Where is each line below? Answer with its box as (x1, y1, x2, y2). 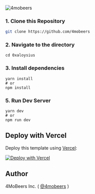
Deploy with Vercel (5, 131, 67, 140)
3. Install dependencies (5, 64, 65, 71)
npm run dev (5, 117, 31, 123)
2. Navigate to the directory (5, 41, 75, 48)
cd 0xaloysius (5, 53, 36, 58)
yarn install (5, 76, 33, 81)
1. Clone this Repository (5, 17, 65, 25)
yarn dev (5, 109, 24, 114)
